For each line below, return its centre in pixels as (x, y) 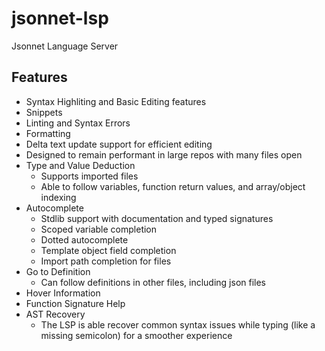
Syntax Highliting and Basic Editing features (116, 101)
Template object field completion (108, 250)
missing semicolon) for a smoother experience (136, 335)
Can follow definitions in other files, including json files (153, 282)
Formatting (48, 133)
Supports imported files (89, 176)
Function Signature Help (75, 303)
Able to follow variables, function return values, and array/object (173, 186)
